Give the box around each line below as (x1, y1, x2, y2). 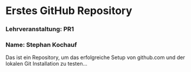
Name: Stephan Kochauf (5, 41, 77, 49)
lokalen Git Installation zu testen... (5, 60, 88, 67)
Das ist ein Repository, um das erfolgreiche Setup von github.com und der (5, 54, 185, 61)
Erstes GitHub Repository (5, 4, 133, 18)
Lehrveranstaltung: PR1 (5, 25, 74, 33)
